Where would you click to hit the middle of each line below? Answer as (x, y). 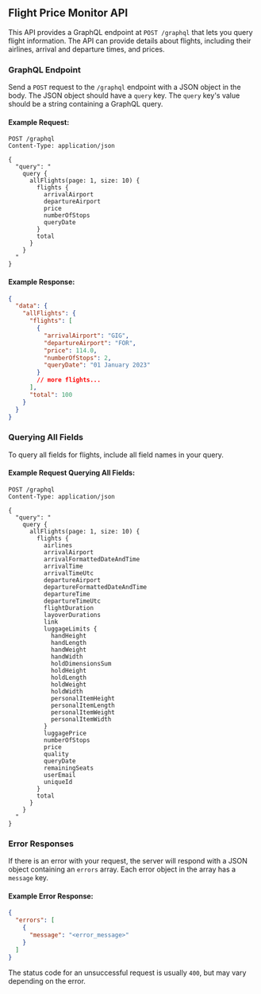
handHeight (69, 635)
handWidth (67, 656)
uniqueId (58, 782)
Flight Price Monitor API (68, 13)
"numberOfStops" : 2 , (77, 358)
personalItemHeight (83, 698)
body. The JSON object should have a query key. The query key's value (124, 95)
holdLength (69, 678)
